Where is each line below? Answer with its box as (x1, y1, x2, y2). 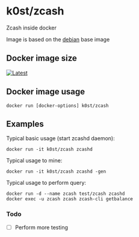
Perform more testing (14, 224, 68, 231)
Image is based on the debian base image (6, 35, 110, 43)
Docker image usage (6, 87, 85, 97)
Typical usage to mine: (6, 157, 63, 164)
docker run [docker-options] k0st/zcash (6, 102, 110, 109)
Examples (6, 118, 44, 129)
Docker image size (6, 53, 77, 64)
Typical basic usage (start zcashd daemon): (6, 135, 116, 142)
